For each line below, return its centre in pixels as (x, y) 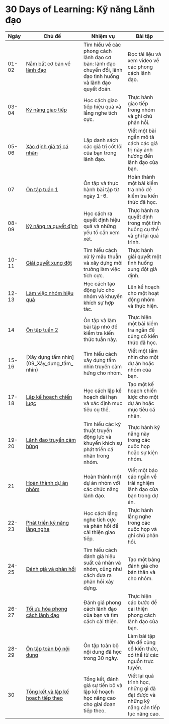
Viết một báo (143, 470)
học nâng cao (100, 698)
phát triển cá (99, 449)
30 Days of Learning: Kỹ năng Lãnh (80, 9)
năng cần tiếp (144, 707)
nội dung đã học (103, 652)
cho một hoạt (143, 293)
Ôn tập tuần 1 (42, 189)
